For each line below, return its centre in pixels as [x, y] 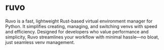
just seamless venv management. [40, 42]
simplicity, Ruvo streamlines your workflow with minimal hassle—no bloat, [82, 37]
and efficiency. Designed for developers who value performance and [77, 31]
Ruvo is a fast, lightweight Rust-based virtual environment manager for [79, 21]
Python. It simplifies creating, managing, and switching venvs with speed [81, 26]
